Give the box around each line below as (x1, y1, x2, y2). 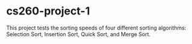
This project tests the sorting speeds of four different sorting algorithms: (6, 24, 187, 31)
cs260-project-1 (6, 4, 91, 18)
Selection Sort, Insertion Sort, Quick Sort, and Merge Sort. (6, 30, 151, 37)
